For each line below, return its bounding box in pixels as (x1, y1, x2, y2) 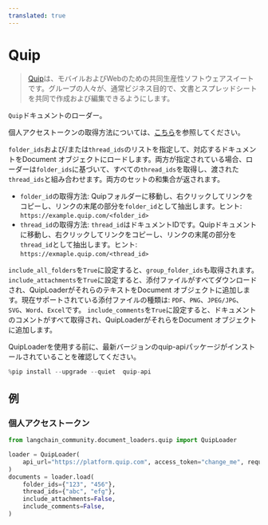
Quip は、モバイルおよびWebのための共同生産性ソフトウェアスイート (27, 73, 254, 83)
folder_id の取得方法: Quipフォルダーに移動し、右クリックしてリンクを (19, 191, 254, 200)
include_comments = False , (22, 503, 105, 511)
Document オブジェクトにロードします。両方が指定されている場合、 (22, 154, 246, 164)
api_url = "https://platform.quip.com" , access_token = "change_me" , (22, 458, 245, 466)
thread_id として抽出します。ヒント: (19, 239, 138, 249)
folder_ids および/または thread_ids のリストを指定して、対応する (8, 144, 222, 154)
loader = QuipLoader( (8, 451, 81, 459)
